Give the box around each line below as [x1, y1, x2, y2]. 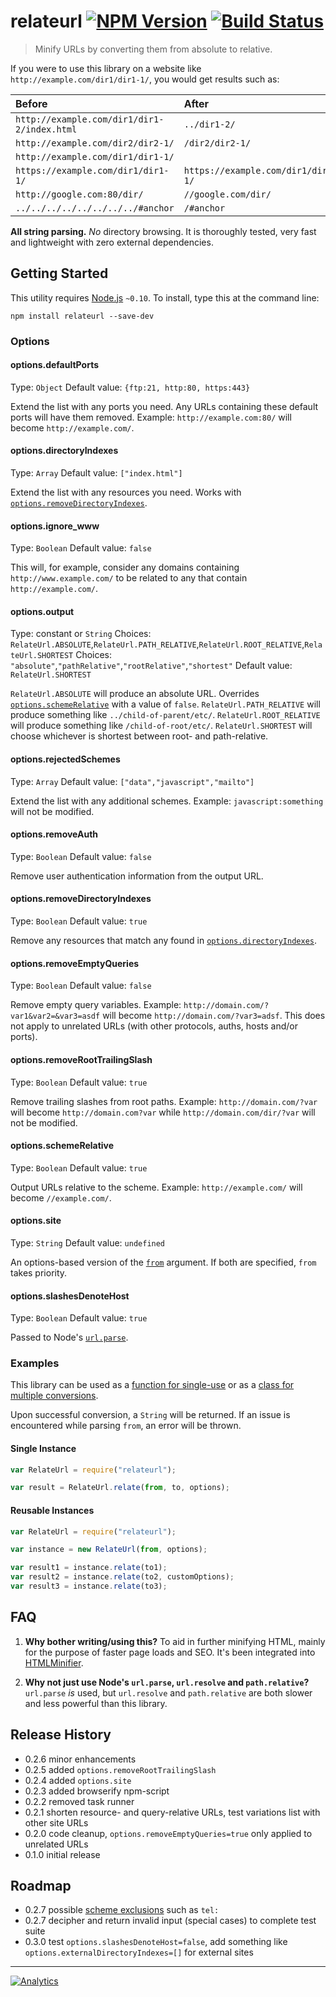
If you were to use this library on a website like [10, 62, 202, 74]
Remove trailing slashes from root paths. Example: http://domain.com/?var [10, 1095, 318, 1107]
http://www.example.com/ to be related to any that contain [10, 572, 248, 584]
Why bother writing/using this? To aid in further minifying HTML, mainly [24, 1635, 326, 1647]
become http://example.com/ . [10, 421, 135, 434]
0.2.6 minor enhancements [24, 1753, 137, 1765]
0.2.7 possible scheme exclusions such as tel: [24, 1904, 220, 1916]
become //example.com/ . [10, 1191, 112, 1204]
